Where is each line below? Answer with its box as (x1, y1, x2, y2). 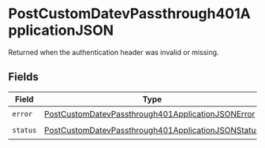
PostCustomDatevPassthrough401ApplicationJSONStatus (44, 125, 260, 136)
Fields (8, 70, 39, 83)
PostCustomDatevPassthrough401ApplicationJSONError (44, 109, 256, 120)
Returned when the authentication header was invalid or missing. (8, 47, 219, 57)
